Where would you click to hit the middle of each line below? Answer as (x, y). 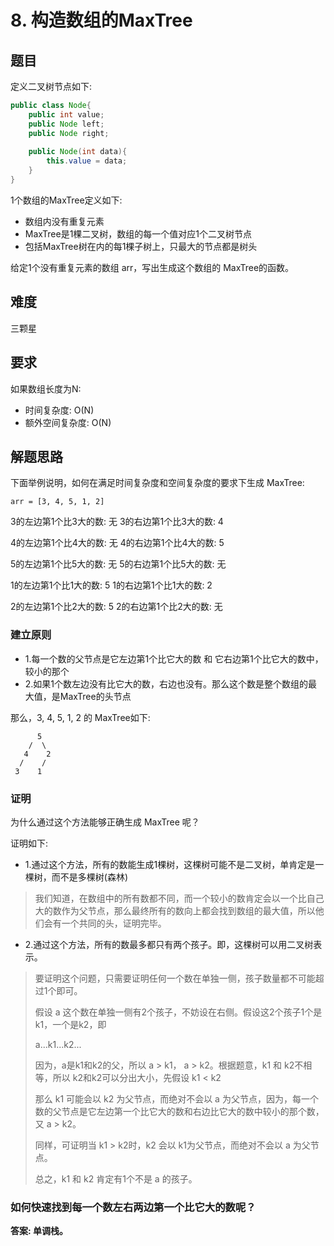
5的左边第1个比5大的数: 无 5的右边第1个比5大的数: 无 (118, 564)
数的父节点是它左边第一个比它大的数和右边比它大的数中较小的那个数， (179, 1111)
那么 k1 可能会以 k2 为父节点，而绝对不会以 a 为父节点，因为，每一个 (176, 1098)
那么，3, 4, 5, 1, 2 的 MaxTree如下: (80, 717)
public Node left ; (66, 124)
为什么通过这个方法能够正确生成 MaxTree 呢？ (105, 822)
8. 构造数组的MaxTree (101, 20)
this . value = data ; (87, 161)
